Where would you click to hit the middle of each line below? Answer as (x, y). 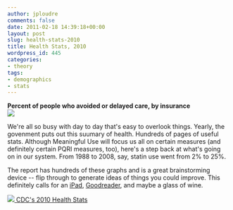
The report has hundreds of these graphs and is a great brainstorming (109, 171)
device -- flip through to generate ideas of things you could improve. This (114, 178)
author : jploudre (33, 14)
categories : (25, 60)
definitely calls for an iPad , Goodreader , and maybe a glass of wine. (105, 185)
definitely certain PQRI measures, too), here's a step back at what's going (114, 149)
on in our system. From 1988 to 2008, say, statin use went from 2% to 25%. (117, 156)
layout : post (26, 33)
